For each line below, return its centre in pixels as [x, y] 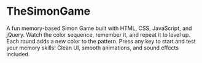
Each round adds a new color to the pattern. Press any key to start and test [101, 41]
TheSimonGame [49, 11]
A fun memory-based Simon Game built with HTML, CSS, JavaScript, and [99, 28]
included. [18, 54]
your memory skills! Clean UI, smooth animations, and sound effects [93, 48]
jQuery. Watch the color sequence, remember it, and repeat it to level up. [98, 34]
